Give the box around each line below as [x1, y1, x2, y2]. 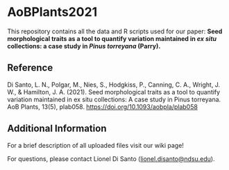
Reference [7, 62, 53, 74]
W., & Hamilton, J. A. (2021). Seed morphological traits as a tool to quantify [7, 87, 221, 96]
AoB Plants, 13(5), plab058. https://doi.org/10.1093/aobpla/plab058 [7, 102, 198, 111]
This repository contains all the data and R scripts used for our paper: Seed [7, 27, 223, 35]
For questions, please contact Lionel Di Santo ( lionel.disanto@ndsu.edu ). [7, 154, 215, 163]
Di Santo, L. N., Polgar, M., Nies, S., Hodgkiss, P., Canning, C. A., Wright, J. [7, 80, 221, 89]
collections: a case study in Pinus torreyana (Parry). [7, 42, 161, 50]
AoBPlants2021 [7, 4, 98, 20]
